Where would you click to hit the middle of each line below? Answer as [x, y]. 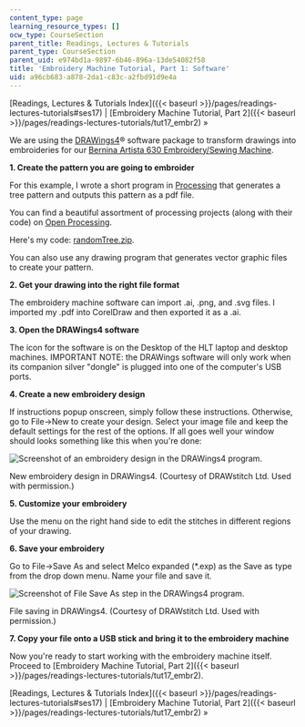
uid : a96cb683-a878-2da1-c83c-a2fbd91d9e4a [93, 77]
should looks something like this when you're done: [106, 440]
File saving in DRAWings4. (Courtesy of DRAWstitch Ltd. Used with [134, 610]
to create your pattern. [51, 267]
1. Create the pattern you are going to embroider [102, 167]
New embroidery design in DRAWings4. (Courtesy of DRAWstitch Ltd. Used [150, 476]
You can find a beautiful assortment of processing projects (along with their [151, 212]
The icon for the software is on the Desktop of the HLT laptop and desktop [149, 347]
